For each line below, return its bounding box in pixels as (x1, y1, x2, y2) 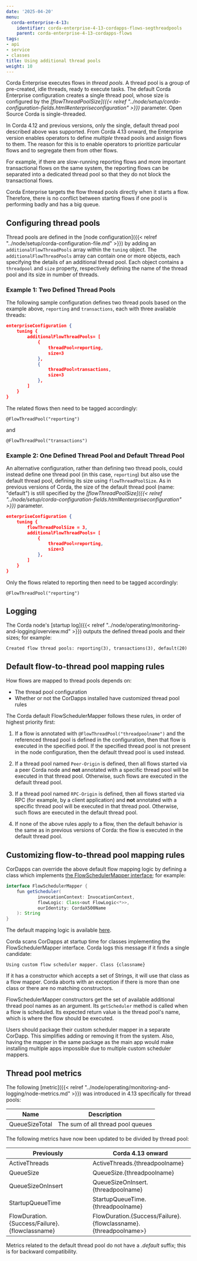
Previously (32, 1149, 63, 1158)
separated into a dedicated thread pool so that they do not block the (6, 171, 171, 178)
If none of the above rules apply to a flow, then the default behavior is (14, 821, 183, 828)
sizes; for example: (6, 634, 52, 641)
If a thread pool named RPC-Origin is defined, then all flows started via (14, 790, 185, 797)
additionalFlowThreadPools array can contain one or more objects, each (6, 252, 181, 259)
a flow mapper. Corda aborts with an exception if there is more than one (6, 978, 180, 985)
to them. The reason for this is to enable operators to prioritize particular (6, 141, 181, 148)
